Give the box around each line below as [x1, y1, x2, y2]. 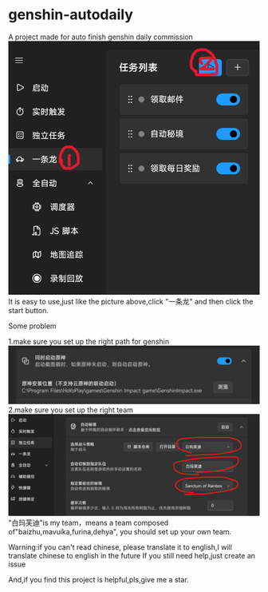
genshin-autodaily [8, 6, 134, 24]
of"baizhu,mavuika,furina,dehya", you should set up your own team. [8, 527, 232, 537]
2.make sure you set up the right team [8, 405, 134, 415]
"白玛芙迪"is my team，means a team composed [8, 518, 169, 528]
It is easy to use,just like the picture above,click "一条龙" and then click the [8, 296, 254, 306]
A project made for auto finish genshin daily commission [8, 32, 194, 42]
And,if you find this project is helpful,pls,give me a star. [8, 575, 189, 585]
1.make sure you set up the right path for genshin [8, 336, 170, 346]
